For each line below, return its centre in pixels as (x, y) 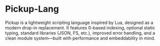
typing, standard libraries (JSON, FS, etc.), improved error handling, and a (80, 33)
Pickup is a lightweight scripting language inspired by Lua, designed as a (79, 23)
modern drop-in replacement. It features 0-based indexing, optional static (80, 27)
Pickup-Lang (32, 9)
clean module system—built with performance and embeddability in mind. (80, 38)
